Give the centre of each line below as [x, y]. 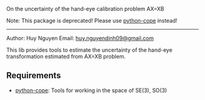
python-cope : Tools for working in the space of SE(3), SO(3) [91, 90]
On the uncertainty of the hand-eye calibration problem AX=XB [85, 9]
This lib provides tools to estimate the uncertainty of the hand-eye [89, 50]
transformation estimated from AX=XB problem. [66, 56]
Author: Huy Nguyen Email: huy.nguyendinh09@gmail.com [80, 38]
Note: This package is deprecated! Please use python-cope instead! [92, 20]
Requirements [34, 76]
